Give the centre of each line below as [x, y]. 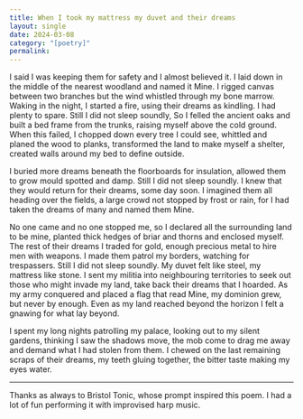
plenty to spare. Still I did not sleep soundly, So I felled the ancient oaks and [150, 116]
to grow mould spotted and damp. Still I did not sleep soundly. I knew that [146, 181]
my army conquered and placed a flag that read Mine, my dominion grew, [146, 294]
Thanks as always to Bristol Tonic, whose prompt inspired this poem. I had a [151, 396]
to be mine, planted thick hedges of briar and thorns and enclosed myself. [147, 237]
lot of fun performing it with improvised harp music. [105, 405]
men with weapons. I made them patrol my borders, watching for [129, 256]
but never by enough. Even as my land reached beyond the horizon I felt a [147, 304]
